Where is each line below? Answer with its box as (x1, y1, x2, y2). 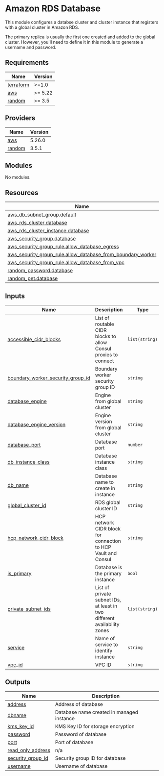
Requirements (5, 58, 49, 67)
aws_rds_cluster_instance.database (7, 227, 89, 234)
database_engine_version (7, 421, 66, 428)
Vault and (95, 550, 117, 556)
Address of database (55, 701, 103, 707)
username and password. (5, 44, 57, 50)
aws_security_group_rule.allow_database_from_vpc (7, 259, 124, 266)
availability (95, 621, 120, 627)
